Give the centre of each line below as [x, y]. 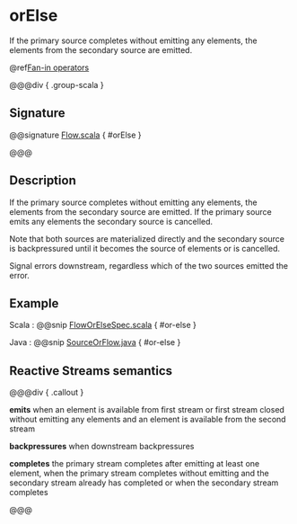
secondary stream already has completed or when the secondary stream [144, 483]
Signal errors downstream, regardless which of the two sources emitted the [149, 265]
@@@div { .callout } [47, 393]
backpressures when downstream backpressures [102, 447]
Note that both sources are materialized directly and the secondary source [147, 238]
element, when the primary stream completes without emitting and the [139, 474]
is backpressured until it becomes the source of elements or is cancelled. [145, 248]
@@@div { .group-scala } [57, 84]
